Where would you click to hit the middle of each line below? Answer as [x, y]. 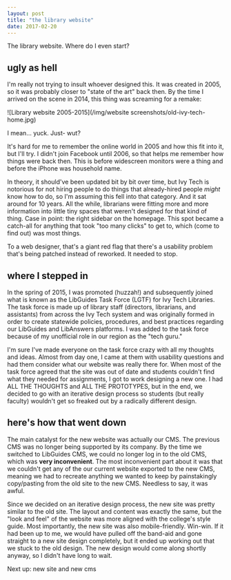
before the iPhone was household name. [64, 168]
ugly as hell [32, 67]
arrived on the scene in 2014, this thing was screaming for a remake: [104, 99]
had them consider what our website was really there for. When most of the [114, 364]
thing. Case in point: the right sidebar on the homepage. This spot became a [115, 219]
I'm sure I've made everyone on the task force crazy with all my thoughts [111, 350]
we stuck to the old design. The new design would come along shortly [107, 548]
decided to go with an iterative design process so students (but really [106, 394]
